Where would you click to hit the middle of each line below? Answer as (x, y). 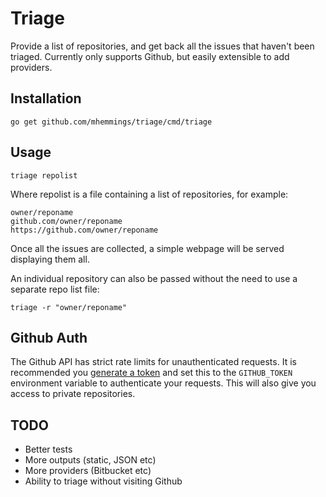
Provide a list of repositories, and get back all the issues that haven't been (162, 46)
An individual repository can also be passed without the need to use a (154, 278)
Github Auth (49, 337)
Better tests (48, 449)
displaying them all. (50, 259)
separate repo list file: (55, 289)
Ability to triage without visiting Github (103, 481)
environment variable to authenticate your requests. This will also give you (163, 383)
